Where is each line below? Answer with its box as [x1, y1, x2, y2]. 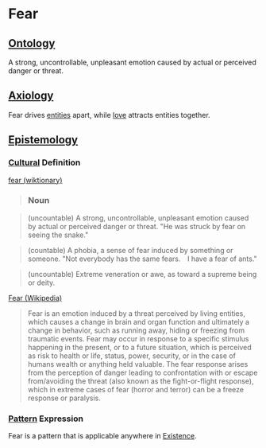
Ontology [8, 37, 56, 50]
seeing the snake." [27, 230, 89, 240]
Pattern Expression [8, 413, 83, 424]
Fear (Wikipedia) [8, 293, 63, 302]
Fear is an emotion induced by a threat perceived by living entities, [27, 308, 246, 318]
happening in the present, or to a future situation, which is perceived [27, 342, 252, 352]
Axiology [8, 89, 54, 103]
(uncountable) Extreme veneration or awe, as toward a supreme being [27, 269, 257, 279]
